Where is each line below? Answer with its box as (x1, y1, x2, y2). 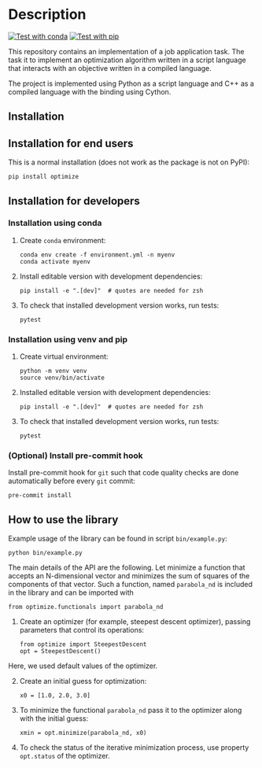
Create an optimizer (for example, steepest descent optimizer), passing (19, 617, 251, 626)
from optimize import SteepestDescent (19, 641, 147, 648)
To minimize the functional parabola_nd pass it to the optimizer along (19, 706, 242, 715)
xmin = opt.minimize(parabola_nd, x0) (19, 729, 147, 737)
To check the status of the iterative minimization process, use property (19, 743, 249, 752)
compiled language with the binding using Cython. (8, 87, 172, 96)
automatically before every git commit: (8, 476, 136, 486)
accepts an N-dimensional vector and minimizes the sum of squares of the (8, 571, 250, 581)
